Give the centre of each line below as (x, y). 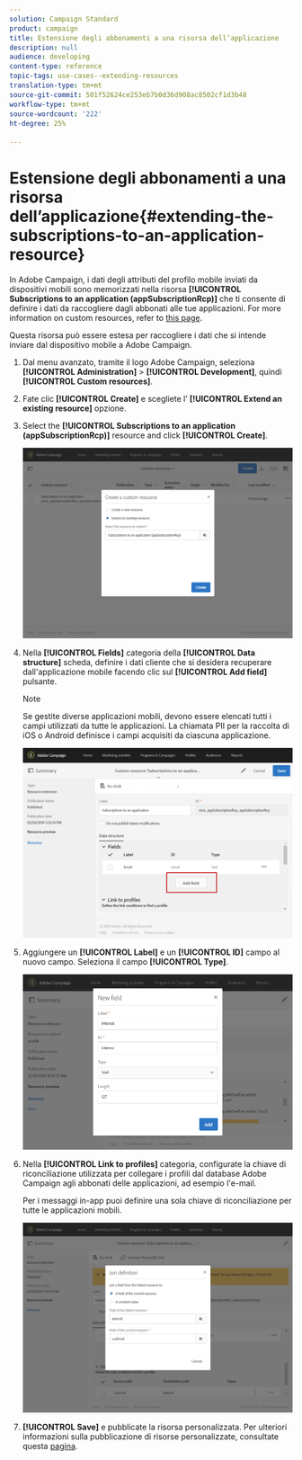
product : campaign (44, 28)
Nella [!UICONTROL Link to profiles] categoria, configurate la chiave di (154, 1163)
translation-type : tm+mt (56, 85)
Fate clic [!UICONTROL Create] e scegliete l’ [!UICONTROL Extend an (152, 399)
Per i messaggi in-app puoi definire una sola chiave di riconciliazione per (157, 1200)
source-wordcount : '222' (56, 114)
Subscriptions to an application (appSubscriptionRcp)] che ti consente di (147, 299)
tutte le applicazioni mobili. (72, 1210)
